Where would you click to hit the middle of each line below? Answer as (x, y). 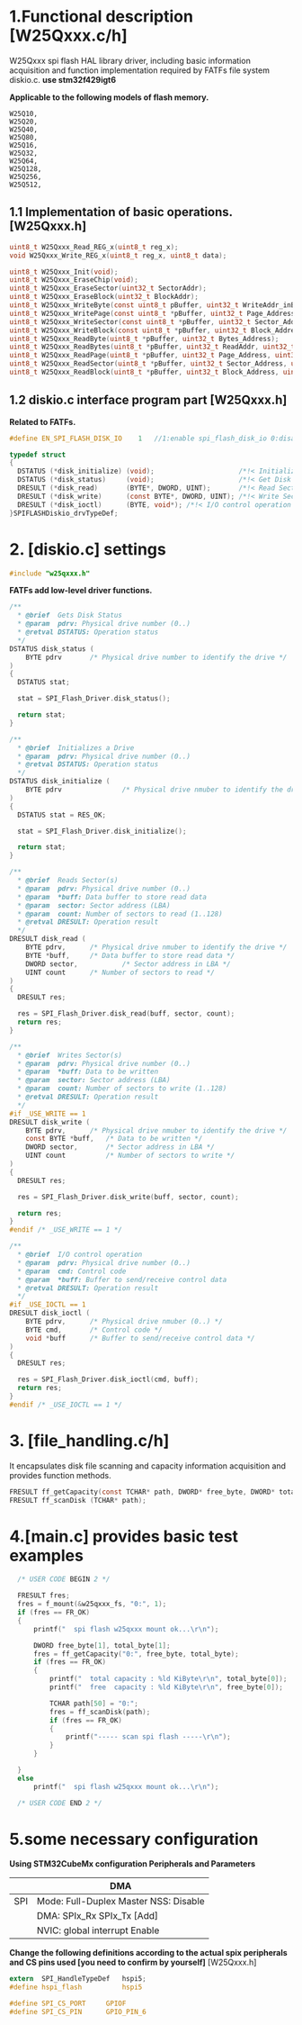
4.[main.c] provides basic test (124, 1536)
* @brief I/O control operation (80, 1254)
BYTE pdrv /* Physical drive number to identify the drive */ (156, 657)
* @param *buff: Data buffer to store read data (112, 897)
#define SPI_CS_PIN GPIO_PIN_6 (78, 2012)
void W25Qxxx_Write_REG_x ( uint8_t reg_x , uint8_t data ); (118, 255)
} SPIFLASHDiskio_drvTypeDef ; (64, 513)
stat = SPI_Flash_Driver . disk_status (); (94, 699)
